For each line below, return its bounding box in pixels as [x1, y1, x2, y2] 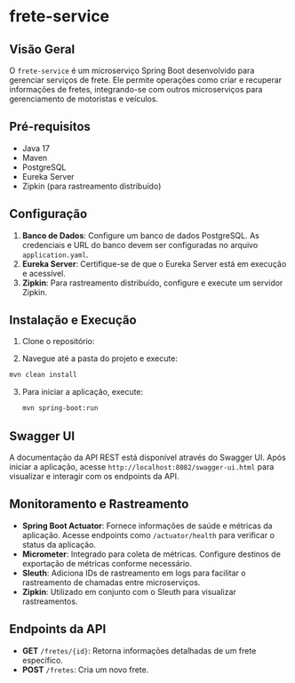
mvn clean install [9, 371, 77, 380]
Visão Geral [9, 42, 76, 57]
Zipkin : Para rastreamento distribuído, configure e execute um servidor [21, 277, 283, 288]
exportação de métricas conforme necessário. [21, 558, 193, 568]
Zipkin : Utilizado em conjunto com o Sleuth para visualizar [21, 586, 237, 597]
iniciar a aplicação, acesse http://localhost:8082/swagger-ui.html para [9, 462, 275, 472]
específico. [21, 655, 64, 665]
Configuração [9, 206, 88, 221]
